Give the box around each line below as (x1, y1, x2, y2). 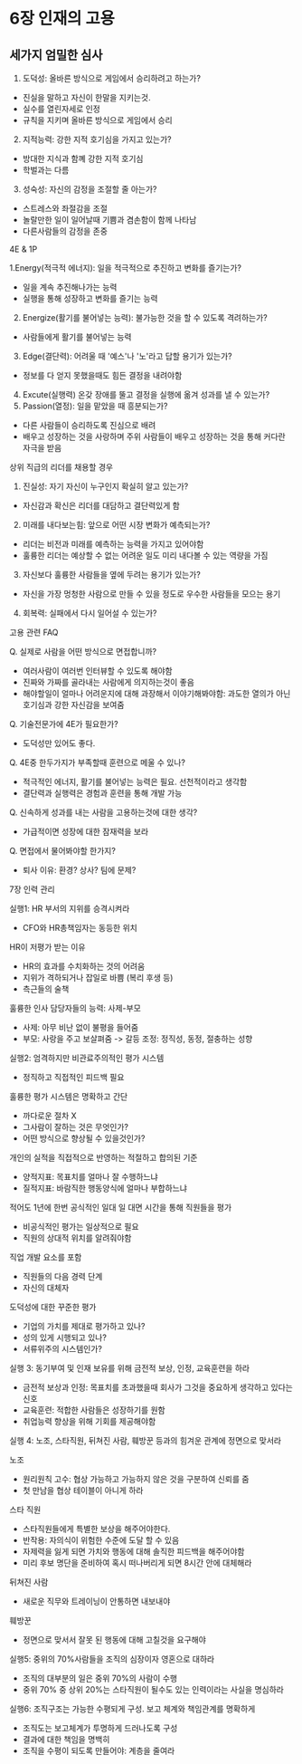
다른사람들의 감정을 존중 (22, 225, 109, 236)
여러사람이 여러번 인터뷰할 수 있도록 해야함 (22, 666, 174, 676)
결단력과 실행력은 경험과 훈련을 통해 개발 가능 (22, 788, 183, 798)
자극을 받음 (22, 443, 62, 453)
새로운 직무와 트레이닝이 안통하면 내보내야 (22, 1596, 171, 1606)
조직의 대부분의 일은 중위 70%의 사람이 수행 (22, 1673, 178, 1683)
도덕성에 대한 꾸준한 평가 (9, 1301, 97, 1312)
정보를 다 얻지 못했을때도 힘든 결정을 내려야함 (22, 370, 183, 380)
